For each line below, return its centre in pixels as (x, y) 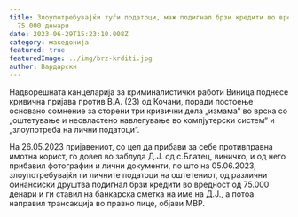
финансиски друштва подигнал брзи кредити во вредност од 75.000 (139, 184)
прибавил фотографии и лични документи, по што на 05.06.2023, (133, 166)
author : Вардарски (43, 67)
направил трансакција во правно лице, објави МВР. (107, 203)
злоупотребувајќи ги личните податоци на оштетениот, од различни (138, 174)
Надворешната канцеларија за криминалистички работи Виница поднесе (149, 92)
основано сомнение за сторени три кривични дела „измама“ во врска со (149, 111)
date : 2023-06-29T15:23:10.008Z (69, 34)
